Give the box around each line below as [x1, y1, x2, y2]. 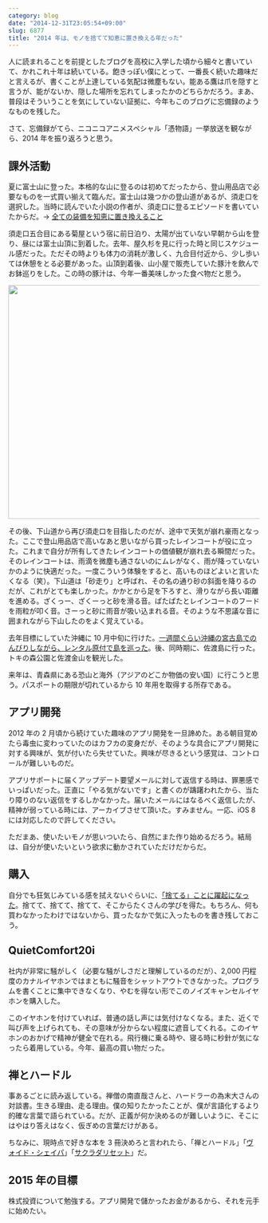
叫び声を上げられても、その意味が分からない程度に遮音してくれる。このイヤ [8, 1023, 259, 1032]
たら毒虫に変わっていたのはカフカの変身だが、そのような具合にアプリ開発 [8, 738, 253, 748]
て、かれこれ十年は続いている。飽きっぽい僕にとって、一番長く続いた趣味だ [8, 67, 258, 77]
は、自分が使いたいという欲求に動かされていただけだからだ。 [8, 842, 211, 851]
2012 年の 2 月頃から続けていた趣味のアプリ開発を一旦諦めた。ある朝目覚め [8, 728, 258, 738]
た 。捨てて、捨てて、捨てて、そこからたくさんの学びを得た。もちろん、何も [8, 900, 259, 909]
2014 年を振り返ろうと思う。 [22, 133, 117, 144]
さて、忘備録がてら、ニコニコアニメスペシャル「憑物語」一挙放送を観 [8, 124, 238, 133]
